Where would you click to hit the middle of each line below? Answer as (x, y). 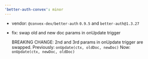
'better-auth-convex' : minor (34, 9)
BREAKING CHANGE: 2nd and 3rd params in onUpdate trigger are (77, 42)
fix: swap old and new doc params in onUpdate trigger (66, 32)
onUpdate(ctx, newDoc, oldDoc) (43, 52)
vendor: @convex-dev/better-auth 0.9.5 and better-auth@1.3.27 (75, 23)
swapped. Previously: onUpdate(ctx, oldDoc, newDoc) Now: (71, 47)
